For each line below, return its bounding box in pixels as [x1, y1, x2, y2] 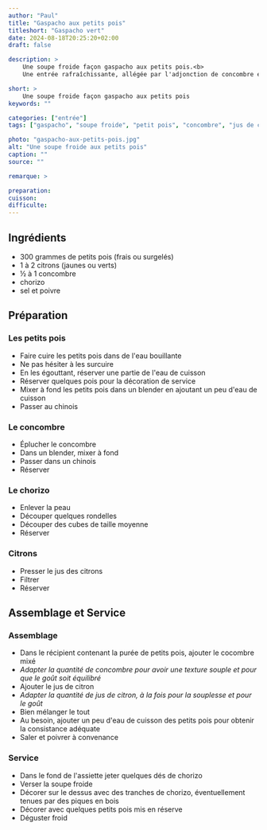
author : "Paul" [8, 11, 59, 20]
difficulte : [8, 201, 48, 209]
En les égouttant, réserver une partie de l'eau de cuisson [19, 368, 206, 377]
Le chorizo [8, 485, 50, 496]
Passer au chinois [19, 401, 78, 411]
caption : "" [8, 150, 48, 158]
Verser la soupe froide [19, 779, 93, 789]
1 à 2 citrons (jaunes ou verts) [19, 260, 118, 270]
